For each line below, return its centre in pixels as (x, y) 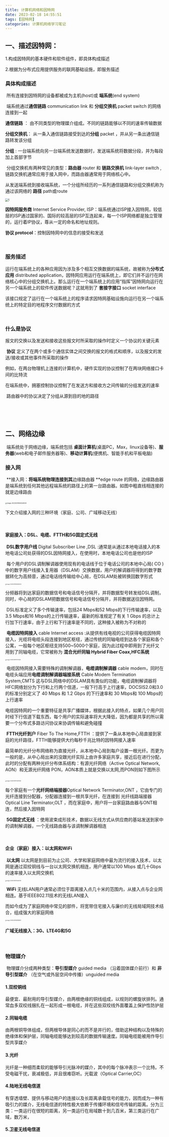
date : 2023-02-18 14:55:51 (33, 15)
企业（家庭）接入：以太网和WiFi (39, 848)
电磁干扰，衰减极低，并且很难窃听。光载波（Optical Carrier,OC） (77, 1074)
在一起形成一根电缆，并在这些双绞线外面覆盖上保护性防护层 (102, 1006)
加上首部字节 (18, 157)
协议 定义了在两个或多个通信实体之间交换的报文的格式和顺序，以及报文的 (82, 351)
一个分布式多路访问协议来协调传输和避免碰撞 (56, 723)
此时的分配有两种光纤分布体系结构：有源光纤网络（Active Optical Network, (83, 763)
